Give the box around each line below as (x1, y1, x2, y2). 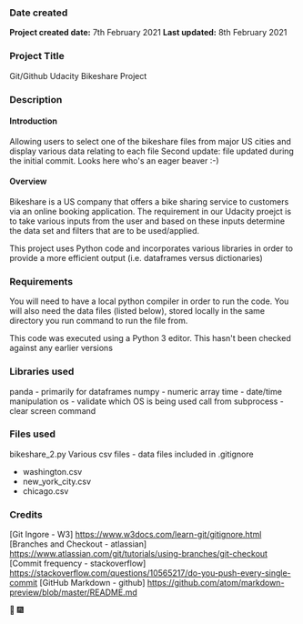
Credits (9, 508, 43, 520)
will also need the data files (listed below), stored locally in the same (9, 306, 266, 317)
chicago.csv (22, 485, 69, 497)
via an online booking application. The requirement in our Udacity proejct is (9, 206, 292, 216)
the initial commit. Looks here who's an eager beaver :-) (9, 155, 220, 166)
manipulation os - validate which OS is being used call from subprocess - (9, 396, 285, 407)
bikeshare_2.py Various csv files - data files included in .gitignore (9, 448, 254, 459)
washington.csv (22, 466, 83, 477)
